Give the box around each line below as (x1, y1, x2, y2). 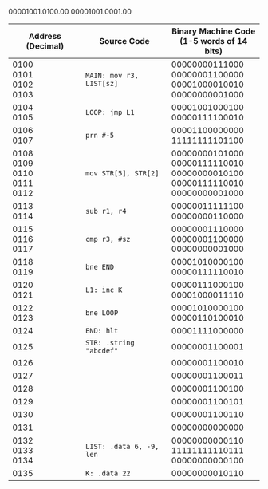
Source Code (99, 36, 150, 46)
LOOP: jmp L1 (85, 108, 135, 116)
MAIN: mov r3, (85, 71, 140, 80)
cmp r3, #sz (85, 235, 131, 243)
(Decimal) (26, 41, 65, 51)
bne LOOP (85, 309, 119, 317)
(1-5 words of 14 (179, 36, 248, 46)
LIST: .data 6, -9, (85, 442, 160, 451)
